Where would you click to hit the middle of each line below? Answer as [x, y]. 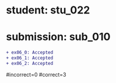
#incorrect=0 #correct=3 [36, 74]
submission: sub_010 [58, 37]
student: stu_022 [48, 10]
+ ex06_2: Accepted [30, 63]
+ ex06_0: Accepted [30, 53]
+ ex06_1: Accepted [30, 58]
